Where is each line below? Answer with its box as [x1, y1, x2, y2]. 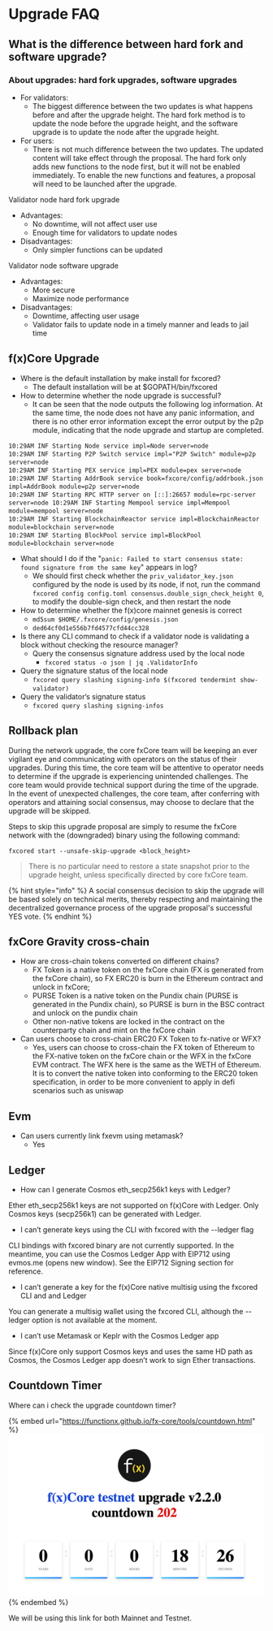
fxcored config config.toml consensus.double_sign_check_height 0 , [32, 588, 264, 598]
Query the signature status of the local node [19, 665, 168, 675]
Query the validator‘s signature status [19, 691, 146, 701]
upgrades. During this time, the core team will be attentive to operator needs [8, 763, 264, 772]
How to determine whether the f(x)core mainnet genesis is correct [19, 605, 242, 615]
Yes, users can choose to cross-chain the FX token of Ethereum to [32, 1043, 255, 1053]
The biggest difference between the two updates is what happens [32, 101, 253, 110]
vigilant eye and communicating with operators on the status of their [8, 754, 237, 764]
